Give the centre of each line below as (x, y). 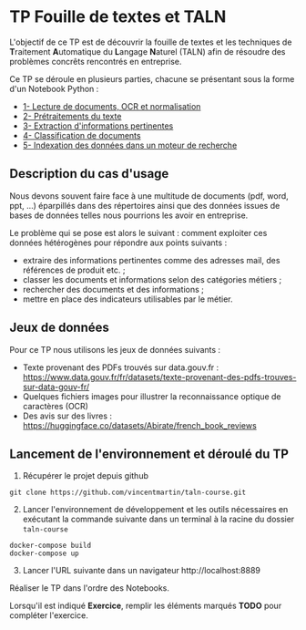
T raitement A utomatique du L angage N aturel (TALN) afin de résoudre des (148, 51)
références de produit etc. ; (74, 270)
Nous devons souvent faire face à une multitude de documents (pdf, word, (149, 196)
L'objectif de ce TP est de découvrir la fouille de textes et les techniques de (151, 42)
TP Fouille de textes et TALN (118, 17)
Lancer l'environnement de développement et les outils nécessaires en (155, 510)
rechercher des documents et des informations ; (113, 289)
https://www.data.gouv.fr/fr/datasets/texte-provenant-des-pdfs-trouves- (159, 377)
